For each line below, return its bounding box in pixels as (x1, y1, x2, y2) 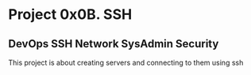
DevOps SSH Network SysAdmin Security (8, 37, 219, 51)
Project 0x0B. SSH (8, 6, 133, 24)
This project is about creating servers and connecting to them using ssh (8, 58, 244, 67)
